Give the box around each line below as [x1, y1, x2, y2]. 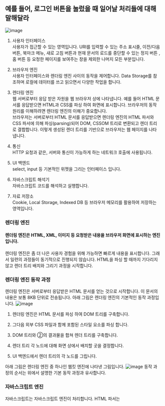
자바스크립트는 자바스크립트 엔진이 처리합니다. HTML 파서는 [5, 396, 120, 402]
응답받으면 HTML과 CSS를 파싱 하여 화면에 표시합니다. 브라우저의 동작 [21, 102, 157, 108]
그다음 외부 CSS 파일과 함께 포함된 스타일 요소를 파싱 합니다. [12, 322, 129, 327]
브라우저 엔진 [12, 66, 38, 73]
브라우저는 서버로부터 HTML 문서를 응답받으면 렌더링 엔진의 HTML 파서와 [12, 114, 154, 120]
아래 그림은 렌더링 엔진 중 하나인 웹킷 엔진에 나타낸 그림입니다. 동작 [5, 364, 153, 369]
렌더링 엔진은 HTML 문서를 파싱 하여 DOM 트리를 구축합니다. [12, 311, 130, 317]
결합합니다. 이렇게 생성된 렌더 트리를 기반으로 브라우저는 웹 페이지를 [17, 126, 148, 132]
